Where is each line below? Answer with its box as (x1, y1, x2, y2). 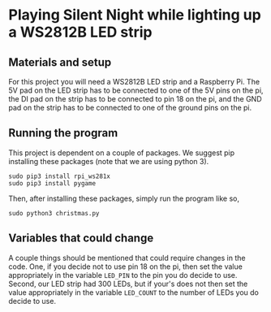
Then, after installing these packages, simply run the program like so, (8, 193, 239, 203)
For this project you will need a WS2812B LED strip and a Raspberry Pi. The (8, 77, 260, 86)
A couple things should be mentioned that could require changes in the (8, 253, 246, 262)
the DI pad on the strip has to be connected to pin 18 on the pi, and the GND (8, 94, 262, 103)
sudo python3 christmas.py (8, 209, 100, 217)
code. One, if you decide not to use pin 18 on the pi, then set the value (8, 262, 243, 271)
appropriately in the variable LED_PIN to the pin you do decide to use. (8, 270, 238, 279)
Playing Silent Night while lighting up (8, 6, 261, 24)
